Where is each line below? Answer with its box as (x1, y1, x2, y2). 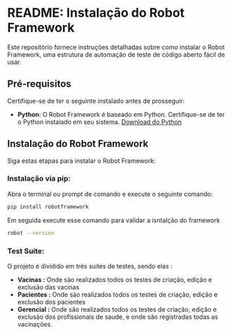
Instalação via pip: (7, 173, 71, 183)
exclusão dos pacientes (17, 297, 86, 306)
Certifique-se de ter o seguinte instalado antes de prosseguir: (7, 97, 185, 105)
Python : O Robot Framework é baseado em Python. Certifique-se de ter (17, 110, 225, 118)
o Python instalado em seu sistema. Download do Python (17, 117, 182, 126)
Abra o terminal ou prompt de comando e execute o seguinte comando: (7, 190, 213, 198)
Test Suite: (7, 246, 45, 256)
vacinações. (17, 320, 52, 328)
